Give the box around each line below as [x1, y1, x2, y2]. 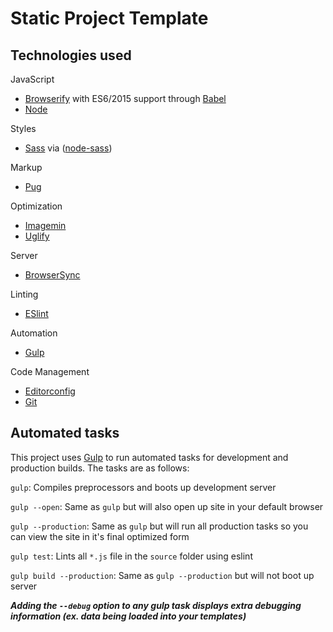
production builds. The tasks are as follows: [10, 462, 190, 474]
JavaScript [10, 73, 55, 85]
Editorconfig [24, 385, 76, 397]
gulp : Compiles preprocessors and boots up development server [10, 481, 277, 493]
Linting [10, 288, 39, 300]
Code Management [10, 366, 90, 377]
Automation [10, 327, 58, 339]
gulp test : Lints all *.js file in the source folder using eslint [10, 550, 253, 562]
